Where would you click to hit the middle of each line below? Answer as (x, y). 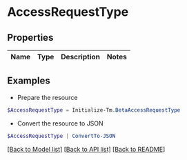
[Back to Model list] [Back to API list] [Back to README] (86, 149)
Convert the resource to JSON (60, 123)
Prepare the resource (47, 97)
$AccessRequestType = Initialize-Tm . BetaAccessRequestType (94, 110)
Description (80, 57)
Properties (30, 38)
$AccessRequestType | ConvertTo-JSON (61, 136)
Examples (29, 81)
